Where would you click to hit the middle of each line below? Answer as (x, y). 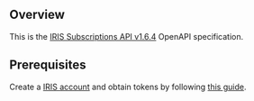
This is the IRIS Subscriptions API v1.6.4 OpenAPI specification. (127, 36)
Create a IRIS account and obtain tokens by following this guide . (128, 87)
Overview (37, 15)
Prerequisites (48, 65)
